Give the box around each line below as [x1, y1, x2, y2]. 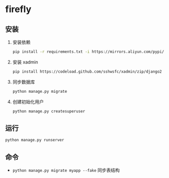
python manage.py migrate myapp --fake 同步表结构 [12, 167, 120, 173]
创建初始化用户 [12, 98, 44, 104]
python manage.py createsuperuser [12, 108, 85, 114]
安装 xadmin [12, 59, 38, 65]
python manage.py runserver [5, 138, 65, 143]
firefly [5, 4, 32, 15]
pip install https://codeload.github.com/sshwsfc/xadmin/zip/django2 [12, 69, 162, 74]
